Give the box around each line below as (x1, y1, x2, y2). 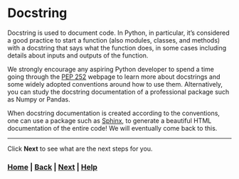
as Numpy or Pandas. (7, 94, 70, 104)
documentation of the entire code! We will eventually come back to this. (7, 124, 218, 132)
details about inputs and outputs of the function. (7, 51, 149, 60)
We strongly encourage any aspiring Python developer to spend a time (7, 65, 215, 73)
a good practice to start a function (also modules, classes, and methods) (7, 36, 221, 44)
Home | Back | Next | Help (7, 162, 98, 172)
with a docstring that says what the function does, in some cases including (7, 43, 227, 52)
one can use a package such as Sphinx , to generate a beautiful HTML (7, 116, 212, 125)
